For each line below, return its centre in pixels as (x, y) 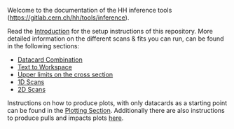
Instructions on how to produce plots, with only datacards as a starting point (117, 103)
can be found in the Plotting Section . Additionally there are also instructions (116, 110)
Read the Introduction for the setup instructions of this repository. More (110, 31)
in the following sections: (43, 46)
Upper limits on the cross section (65, 74)
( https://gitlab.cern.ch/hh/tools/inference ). (68, 18)
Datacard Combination (50, 60)
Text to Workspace (44, 67)
